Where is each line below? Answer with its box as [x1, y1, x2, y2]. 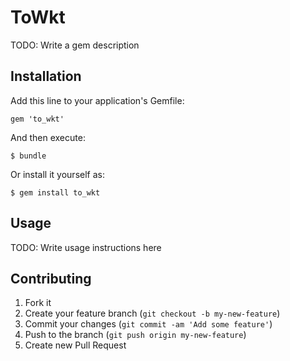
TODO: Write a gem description [10, 39, 140, 51]
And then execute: [10, 131, 86, 143]
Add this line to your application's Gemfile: [10, 94, 185, 106]
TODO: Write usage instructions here [10, 241, 162, 253]
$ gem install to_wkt [10, 187, 101, 198]
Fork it [24, 297, 52, 309]
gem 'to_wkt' [10, 114, 65, 124]
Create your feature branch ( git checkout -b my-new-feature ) [24, 307, 281, 320]
